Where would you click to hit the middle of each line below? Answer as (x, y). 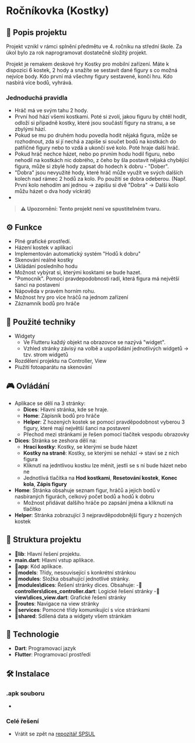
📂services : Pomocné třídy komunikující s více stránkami (82, 610)
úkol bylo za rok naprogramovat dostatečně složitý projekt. (77, 53)
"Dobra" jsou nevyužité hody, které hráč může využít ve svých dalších (99, 173)
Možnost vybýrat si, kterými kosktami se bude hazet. (78, 273)
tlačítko (32, 509)
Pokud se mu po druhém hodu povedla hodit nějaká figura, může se (96, 135)
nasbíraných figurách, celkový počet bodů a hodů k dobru (84, 496)
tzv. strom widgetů (46, 355)
